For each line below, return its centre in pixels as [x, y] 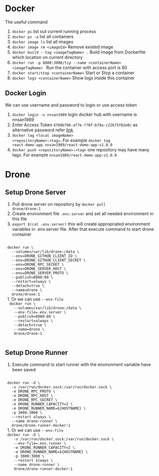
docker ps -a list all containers [43, 37]
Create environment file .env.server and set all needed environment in [83, 213]
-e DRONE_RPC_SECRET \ [34, 400]
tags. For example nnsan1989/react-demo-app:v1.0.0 [64, 155]
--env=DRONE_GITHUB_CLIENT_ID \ [44, 256]
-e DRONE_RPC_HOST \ [32, 395]
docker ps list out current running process [54, 31]
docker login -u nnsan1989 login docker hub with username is [74, 114]
